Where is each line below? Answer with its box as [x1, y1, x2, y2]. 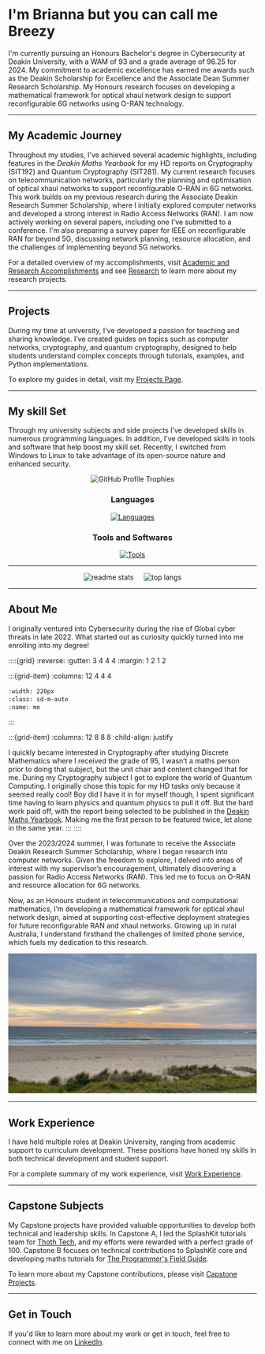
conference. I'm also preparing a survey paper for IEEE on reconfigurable [8, 225, 246, 234]
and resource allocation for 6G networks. [8, 880, 142, 890]
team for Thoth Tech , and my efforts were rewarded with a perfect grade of [8, 1237, 253, 1247]
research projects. [8, 274, 68, 283]
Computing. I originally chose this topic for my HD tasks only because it [8, 781, 241, 790]
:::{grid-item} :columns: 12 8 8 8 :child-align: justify [8, 732, 174, 741]
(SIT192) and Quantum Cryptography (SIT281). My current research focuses [8, 167, 256, 176]
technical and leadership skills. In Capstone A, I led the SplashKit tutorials [8, 1228, 247, 1238]
